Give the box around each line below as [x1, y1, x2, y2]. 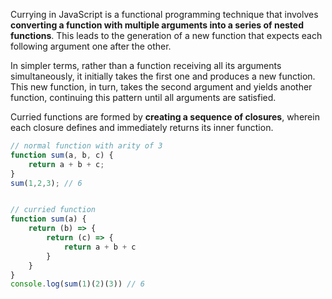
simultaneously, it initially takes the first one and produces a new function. [10, 70, 316, 82]
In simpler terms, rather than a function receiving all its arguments [10, 60, 282, 71]
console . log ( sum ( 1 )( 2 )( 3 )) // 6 [10, 279, 145, 289]
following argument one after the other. [10, 40, 172, 52]
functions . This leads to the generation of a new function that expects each [10, 30, 323, 41]
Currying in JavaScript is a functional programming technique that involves [10, 9, 319, 20]
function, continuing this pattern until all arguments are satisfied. [10, 92, 277, 103]
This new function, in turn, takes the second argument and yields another [10, 81, 313, 93]
